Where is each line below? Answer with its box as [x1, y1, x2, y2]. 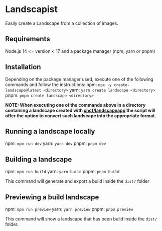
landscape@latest [5, 88, 42, 93]
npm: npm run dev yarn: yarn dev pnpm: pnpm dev [5, 140, 106, 146]
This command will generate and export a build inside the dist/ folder [5, 178, 149, 184]
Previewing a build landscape [5, 193, 99, 201]
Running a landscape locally [5, 127, 95, 135]
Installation [5, 63, 41, 71]
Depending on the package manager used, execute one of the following [5, 76, 154, 82]
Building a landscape [5, 155, 72, 164]
